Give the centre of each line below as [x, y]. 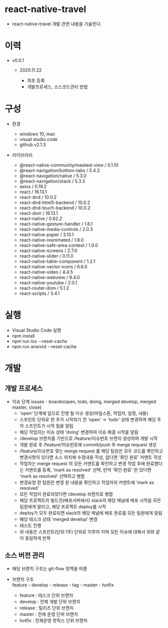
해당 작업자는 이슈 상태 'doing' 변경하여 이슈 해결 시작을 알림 [79, 432]
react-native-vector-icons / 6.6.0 [53, 266]
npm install [23, 336]
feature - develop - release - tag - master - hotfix [63, 585]
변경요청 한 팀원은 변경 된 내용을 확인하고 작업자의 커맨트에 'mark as [87, 482]
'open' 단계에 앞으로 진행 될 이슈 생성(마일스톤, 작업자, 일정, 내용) [84, 413]
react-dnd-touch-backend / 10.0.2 [55, 208]
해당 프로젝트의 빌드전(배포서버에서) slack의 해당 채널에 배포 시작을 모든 [90, 500]
